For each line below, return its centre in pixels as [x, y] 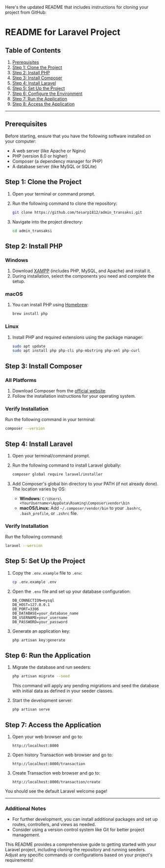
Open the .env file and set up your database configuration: [71, 591]
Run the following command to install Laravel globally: [67, 465]
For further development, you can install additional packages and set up [85, 819]
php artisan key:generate [39, 640]
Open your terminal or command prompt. [54, 193]
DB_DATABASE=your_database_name [45, 613]
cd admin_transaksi [32, 231]
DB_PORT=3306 [26, 609]
